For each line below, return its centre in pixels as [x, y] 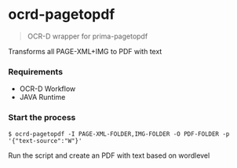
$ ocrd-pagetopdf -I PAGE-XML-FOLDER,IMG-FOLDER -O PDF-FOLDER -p [119, 134]
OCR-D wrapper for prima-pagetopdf [88, 36]
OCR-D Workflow [47, 89]
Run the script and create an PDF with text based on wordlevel [109, 155]
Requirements [36, 71]
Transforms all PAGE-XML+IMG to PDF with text [85, 51]
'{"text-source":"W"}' [45, 141]
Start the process [42, 118]
